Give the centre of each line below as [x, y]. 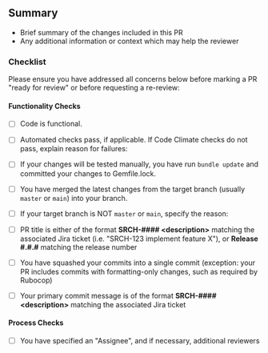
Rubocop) [36, 280]
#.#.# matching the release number [78, 247]
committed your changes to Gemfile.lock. [88, 173]
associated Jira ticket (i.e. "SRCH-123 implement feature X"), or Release [139, 239]
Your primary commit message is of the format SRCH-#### [118, 295]
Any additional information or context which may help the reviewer [129, 41]
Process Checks [36, 323]
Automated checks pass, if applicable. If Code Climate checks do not [134, 140]
